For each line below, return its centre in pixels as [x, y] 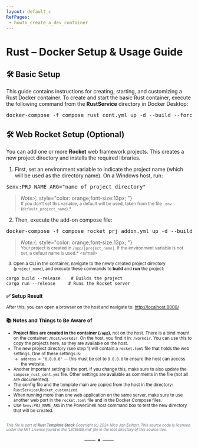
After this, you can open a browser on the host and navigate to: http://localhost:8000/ [93, 307]
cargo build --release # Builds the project [64, 278]
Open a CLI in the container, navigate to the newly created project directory [90, 264]
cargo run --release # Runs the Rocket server [68, 283]
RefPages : [18, 17]
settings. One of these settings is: [47, 354]
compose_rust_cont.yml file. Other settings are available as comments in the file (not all [101, 375]
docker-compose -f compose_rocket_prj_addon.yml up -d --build [99, 231]
